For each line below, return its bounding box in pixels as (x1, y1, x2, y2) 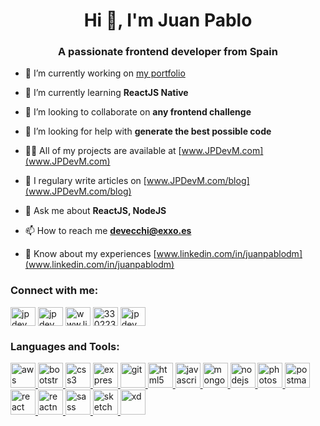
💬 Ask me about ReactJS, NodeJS (24, 205, 167, 217)
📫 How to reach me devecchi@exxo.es (24, 225, 192, 237)
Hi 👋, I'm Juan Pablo (83, 9, 253, 32)
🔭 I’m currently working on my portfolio (24, 67, 186, 79)
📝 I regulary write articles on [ (24, 175, 147, 187)
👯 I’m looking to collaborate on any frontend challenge (24, 106, 252, 118)
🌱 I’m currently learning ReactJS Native (24, 87, 189, 99)
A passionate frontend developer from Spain (58, 45, 278, 59)
